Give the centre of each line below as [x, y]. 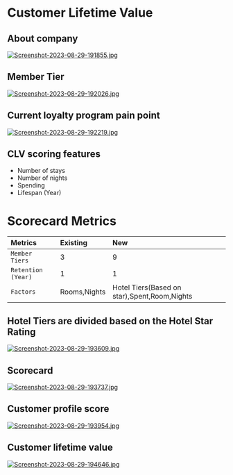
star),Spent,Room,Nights [152, 297]
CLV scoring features [54, 154]
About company [43, 39]
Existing [74, 243]
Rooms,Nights [83, 292]
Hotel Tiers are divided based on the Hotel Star [110, 321]
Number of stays [41, 171]
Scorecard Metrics [62, 221]
